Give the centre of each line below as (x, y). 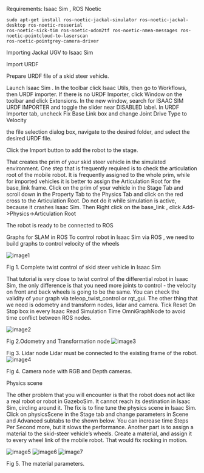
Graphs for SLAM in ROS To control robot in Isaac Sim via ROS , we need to (100, 237)
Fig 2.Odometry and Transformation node (58, 341)
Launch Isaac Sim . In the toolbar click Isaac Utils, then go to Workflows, (97, 88)
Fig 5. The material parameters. (46, 464)
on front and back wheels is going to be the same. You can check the (93, 292)
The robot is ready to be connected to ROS (60, 225)
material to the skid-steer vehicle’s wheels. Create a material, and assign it (99, 433)
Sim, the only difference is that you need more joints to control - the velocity (101, 285)
